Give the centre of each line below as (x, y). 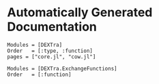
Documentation (52, 27)
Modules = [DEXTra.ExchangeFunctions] (62, 68)
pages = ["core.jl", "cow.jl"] (52, 57)
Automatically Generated (80, 13)
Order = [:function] (39, 75)
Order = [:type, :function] (50, 51)
